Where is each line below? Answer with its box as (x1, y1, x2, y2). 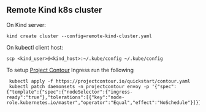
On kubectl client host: (6, 43, 63, 51)
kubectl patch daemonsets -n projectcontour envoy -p (9, 83, 150, 89)
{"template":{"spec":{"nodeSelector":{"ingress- (6, 89, 133, 95)
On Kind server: (6, 21, 46, 28)
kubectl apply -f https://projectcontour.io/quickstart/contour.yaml (9, 78, 191, 84)
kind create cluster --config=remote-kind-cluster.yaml (6, 33, 152, 39)
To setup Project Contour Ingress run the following (6, 66, 134, 73)
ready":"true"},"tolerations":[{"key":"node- (6, 94, 124, 100)
